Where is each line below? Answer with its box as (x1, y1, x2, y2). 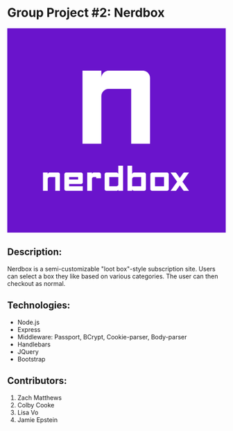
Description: (7, 246, 62, 258)
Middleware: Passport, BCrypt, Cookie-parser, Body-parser (17, 332, 187, 341)
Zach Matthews (17, 394, 62, 402)
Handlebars (17, 340, 51, 348)
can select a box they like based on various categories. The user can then (7, 272, 218, 280)
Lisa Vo (17, 408, 39, 416)
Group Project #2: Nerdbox (7, 5, 165, 21)
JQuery (17, 347, 40, 355)
